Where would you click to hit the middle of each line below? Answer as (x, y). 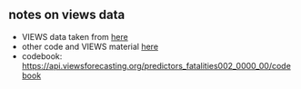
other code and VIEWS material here (90, 46)
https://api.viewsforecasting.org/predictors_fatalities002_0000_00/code (156, 65)
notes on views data (67, 15)
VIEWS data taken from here (75, 36)
